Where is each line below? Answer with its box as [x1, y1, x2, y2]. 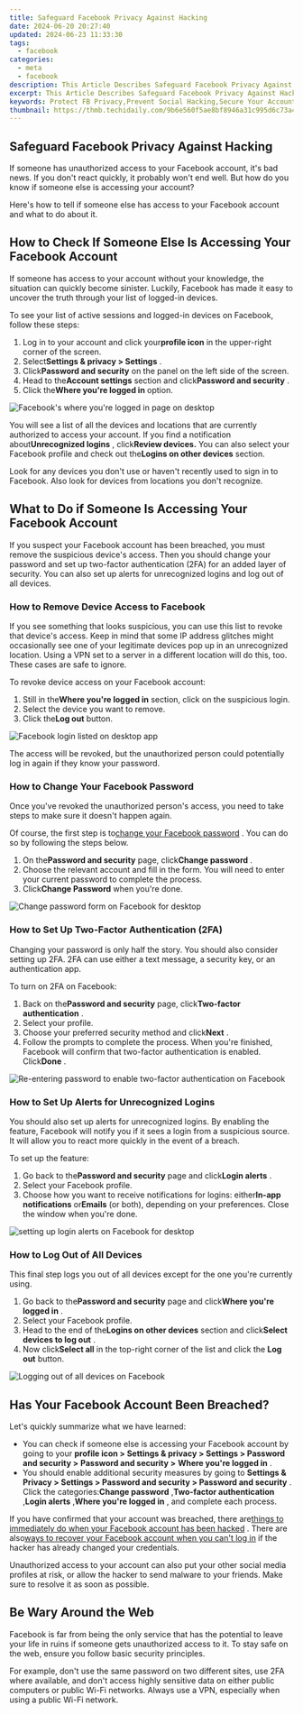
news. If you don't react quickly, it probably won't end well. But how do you [9, 172, 289, 183]
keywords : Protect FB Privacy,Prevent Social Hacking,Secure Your [9, 96, 264, 106]
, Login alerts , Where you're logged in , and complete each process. [22, 1496, 278, 1507]
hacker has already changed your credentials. [9, 1542, 180, 1553]
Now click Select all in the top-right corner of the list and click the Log [22, 1344, 282, 1355]
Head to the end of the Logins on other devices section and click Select [22, 1324, 289, 1335]
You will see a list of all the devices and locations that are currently [9, 419, 257, 430]
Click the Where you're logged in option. [22, 384, 173, 395]
